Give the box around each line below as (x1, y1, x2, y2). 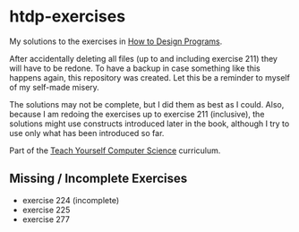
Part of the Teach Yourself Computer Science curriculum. (9, 145, 221, 156)
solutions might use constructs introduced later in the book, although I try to (9, 118, 290, 129)
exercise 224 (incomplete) (21, 194, 119, 205)
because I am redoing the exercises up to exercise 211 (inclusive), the (9, 108, 265, 119)
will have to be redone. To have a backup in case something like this (9, 63, 261, 73)
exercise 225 (21, 204, 71, 215)
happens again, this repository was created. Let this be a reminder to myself (9, 72, 291, 82)
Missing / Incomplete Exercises (9, 171, 188, 186)
